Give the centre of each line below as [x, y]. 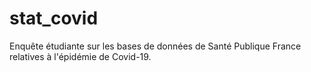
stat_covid [54, 18]
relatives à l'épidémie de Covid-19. [80, 56]
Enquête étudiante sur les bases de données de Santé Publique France [155, 46]
